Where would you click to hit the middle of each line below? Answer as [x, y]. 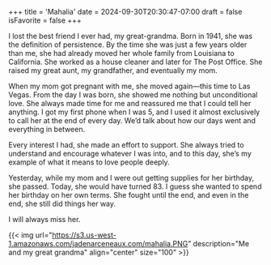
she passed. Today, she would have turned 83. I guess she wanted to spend [135, 186]
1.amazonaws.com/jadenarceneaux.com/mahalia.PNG [98, 244]
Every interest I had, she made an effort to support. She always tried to [126, 145]
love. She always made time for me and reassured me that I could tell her [130, 103]
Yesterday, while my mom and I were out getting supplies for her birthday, [131, 178]
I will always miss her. [44, 219]
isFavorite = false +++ [45, 20]
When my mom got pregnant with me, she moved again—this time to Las [129, 86]
